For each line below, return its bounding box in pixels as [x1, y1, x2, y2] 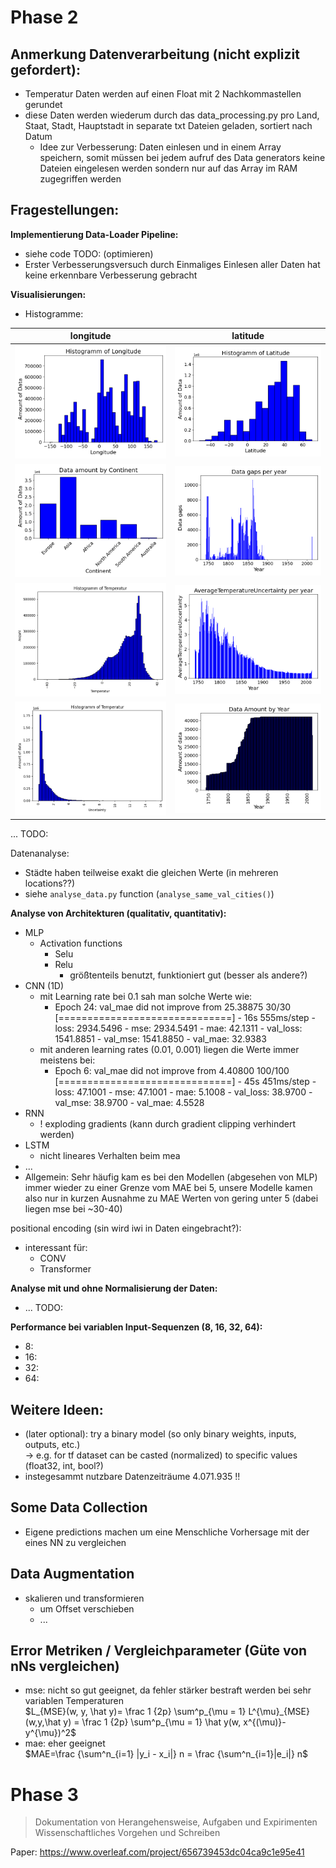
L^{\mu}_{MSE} [248, 1706, 310, 1718]
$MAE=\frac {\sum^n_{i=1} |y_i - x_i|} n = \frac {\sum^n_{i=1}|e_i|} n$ [24, 1748, 309, 1760]
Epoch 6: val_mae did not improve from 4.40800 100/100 [54, 1065, 290, 1077]
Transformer [39, 1263, 92, 1275]
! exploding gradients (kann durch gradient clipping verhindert [39, 1118, 297, 1130]
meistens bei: [39, 1054, 96, 1066]
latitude [231, 330, 265, 342]
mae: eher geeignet [24, 1737, 106, 1750]
